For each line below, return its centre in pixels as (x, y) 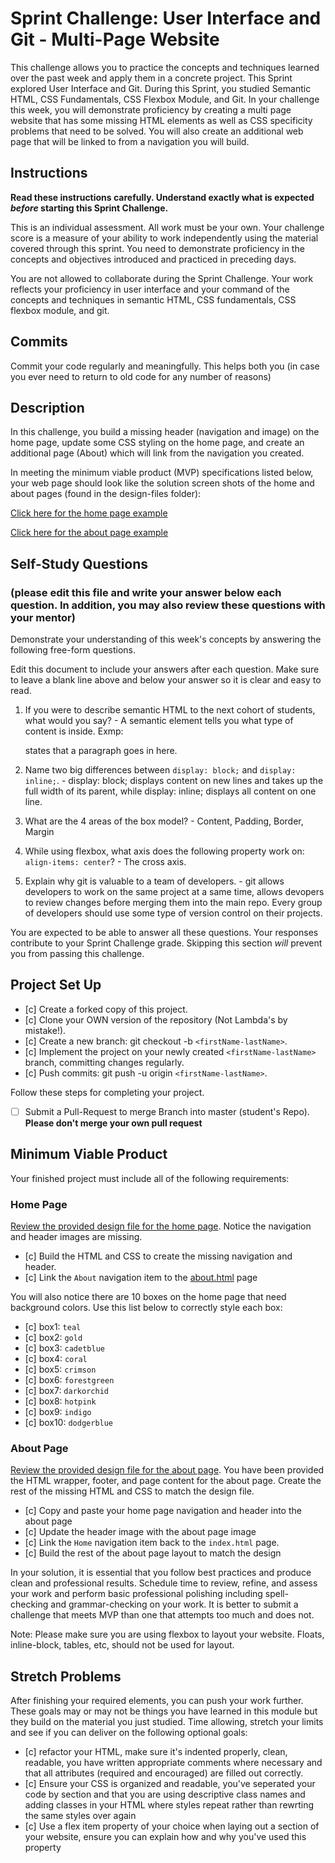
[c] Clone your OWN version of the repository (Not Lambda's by (156, 1019)
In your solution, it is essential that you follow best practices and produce (161, 1573)
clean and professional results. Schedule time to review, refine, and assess (164, 1583)
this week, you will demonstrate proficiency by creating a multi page (151, 109)
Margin (39, 832)
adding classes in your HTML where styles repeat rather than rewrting (169, 1805)
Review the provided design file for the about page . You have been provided (167, 1470)
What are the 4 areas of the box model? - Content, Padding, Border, (164, 821)
